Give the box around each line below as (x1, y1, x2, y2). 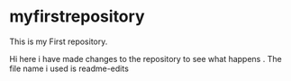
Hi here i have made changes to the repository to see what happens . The (9, 53, 282, 64)
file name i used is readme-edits (9, 63, 129, 74)
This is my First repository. (9, 36, 108, 47)
